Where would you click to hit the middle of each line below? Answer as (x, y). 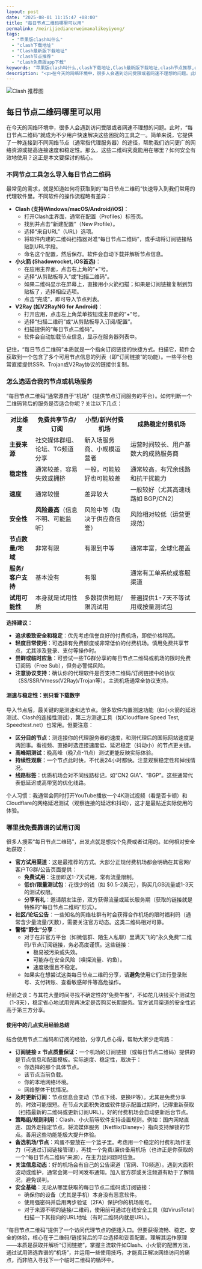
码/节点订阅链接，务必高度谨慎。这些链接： (78, 945)
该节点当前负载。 (45, 1075)
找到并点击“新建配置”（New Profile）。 (71, 224)
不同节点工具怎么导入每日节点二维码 (59, 174)
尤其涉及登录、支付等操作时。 (63, 650)
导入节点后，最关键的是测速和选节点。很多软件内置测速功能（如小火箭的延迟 (101, 710)
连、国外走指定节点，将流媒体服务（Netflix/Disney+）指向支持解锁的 (100, 1127)
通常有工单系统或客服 (161, 573)
